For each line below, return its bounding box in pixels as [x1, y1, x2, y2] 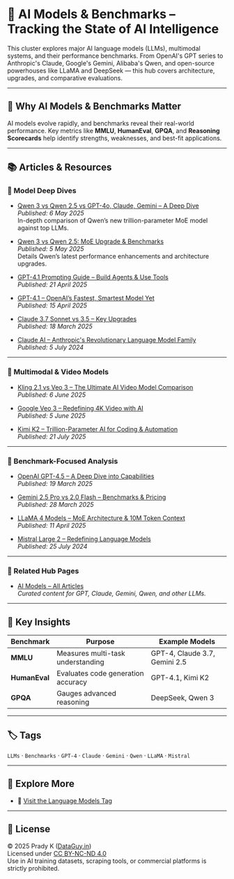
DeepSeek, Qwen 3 [150, 693, 214, 703]
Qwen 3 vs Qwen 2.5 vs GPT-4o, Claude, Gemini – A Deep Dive [17, 201, 200, 210]
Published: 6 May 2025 [17, 209, 85, 217]
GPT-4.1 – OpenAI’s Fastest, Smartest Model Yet [17, 294, 155, 303]
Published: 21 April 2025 [17, 280, 88, 289]
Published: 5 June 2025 [17, 411, 86, 420]
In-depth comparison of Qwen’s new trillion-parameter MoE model [17, 216, 208, 225]
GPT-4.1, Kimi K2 [150, 673, 210, 682]
